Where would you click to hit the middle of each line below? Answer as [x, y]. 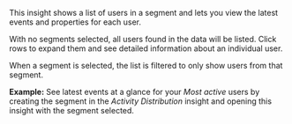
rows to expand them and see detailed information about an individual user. [146, 48]
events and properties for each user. [75, 22]
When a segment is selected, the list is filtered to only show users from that [146, 66]
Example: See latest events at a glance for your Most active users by [135, 92]
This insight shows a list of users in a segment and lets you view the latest [144, 13]
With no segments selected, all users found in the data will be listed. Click [143, 39]
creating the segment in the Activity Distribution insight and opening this [140, 101]
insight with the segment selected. [72, 110]
